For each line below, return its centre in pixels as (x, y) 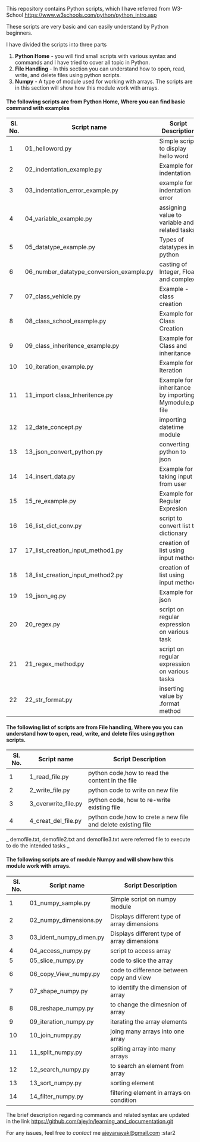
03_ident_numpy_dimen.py (67, 937)
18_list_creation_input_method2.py (74, 575)
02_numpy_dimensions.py (66, 920)
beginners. (19, 33)
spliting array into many (143, 1048)
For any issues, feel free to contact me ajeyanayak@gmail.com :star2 (91, 1132)
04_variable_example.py (58, 219)
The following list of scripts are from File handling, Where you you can (95, 727)
